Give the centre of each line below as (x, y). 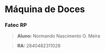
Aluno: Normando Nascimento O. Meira (59, 36)
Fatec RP (16, 25)
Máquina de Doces (45, 9)
